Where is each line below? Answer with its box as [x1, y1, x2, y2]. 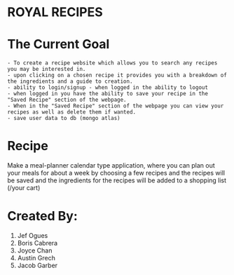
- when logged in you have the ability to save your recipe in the [7, 90, 209, 98]
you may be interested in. [7, 66, 86, 73]
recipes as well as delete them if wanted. [7, 109, 137, 116]
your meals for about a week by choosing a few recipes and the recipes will [7, 169, 226, 177]
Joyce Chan [17, 246, 53, 255]
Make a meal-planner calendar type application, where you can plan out [7, 161, 215, 170]
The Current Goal [7, 36, 110, 53]
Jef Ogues [17, 232, 48, 239]
